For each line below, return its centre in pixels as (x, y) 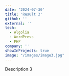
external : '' (18, 23)
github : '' (16, 19)
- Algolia (19, 32)
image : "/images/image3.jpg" (35, 55)
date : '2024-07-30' (25, 10)
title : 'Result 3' (24, 14)
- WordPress (22, 37)
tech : (11, 28)
